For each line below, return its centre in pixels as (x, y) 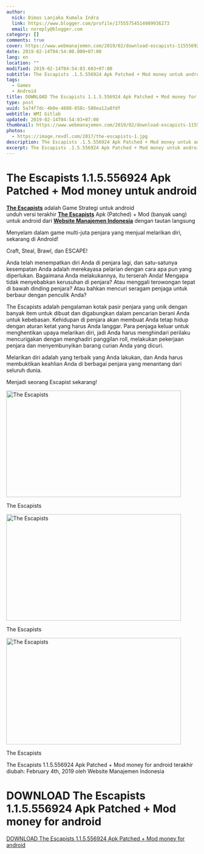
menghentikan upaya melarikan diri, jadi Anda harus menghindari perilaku (98, 332)
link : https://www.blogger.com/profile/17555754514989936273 (91, 23)
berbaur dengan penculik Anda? (46, 295)
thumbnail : (20, 125)
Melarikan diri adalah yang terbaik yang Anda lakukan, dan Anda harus (95, 357)
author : (16, 12)
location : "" (23, 63)
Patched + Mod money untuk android (102, 191)
